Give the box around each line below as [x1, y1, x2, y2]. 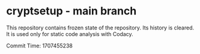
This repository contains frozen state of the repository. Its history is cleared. [6, 24, 194, 31]
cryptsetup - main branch [6, 4, 137, 18]
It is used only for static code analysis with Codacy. [6, 30, 133, 37]
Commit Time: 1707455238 [6, 42, 73, 49]
